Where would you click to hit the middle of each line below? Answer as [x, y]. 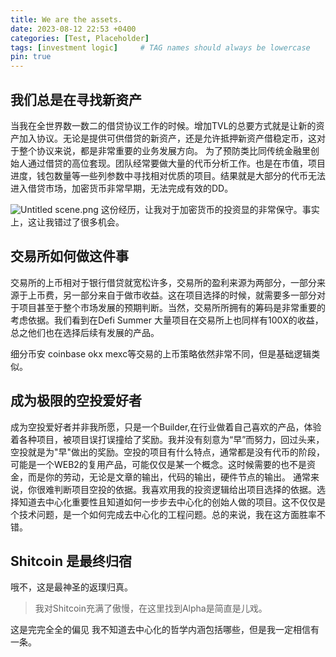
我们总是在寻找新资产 [76, 99]
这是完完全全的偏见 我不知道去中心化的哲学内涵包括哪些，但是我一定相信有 [165, 630]
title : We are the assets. [66, 19]
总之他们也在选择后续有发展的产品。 [85, 332]
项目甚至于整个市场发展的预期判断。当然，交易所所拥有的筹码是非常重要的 [172, 307]
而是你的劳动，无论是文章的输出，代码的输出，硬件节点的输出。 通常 [169, 477]
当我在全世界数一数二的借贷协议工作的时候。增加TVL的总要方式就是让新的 [163, 125]
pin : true [31, 57]
